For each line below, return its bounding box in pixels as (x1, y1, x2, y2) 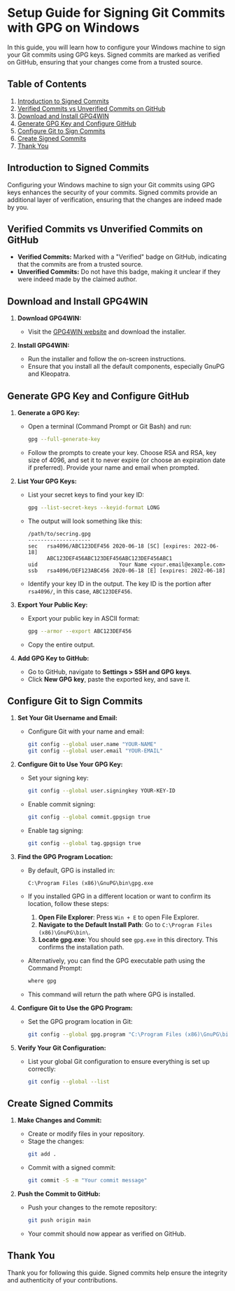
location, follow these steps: (27, 899, 109, 907)
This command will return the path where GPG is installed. (27, 990, 196, 999)
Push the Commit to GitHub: (17, 1190, 101, 1198)
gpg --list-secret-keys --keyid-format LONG (27, 503, 160, 511)
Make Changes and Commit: (17, 1116, 102, 1125)
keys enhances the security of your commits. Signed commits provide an (7, 188, 218, 196)
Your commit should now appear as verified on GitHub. (27, 1229, 187, 1238)
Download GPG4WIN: (17, 314, 82, 323)
